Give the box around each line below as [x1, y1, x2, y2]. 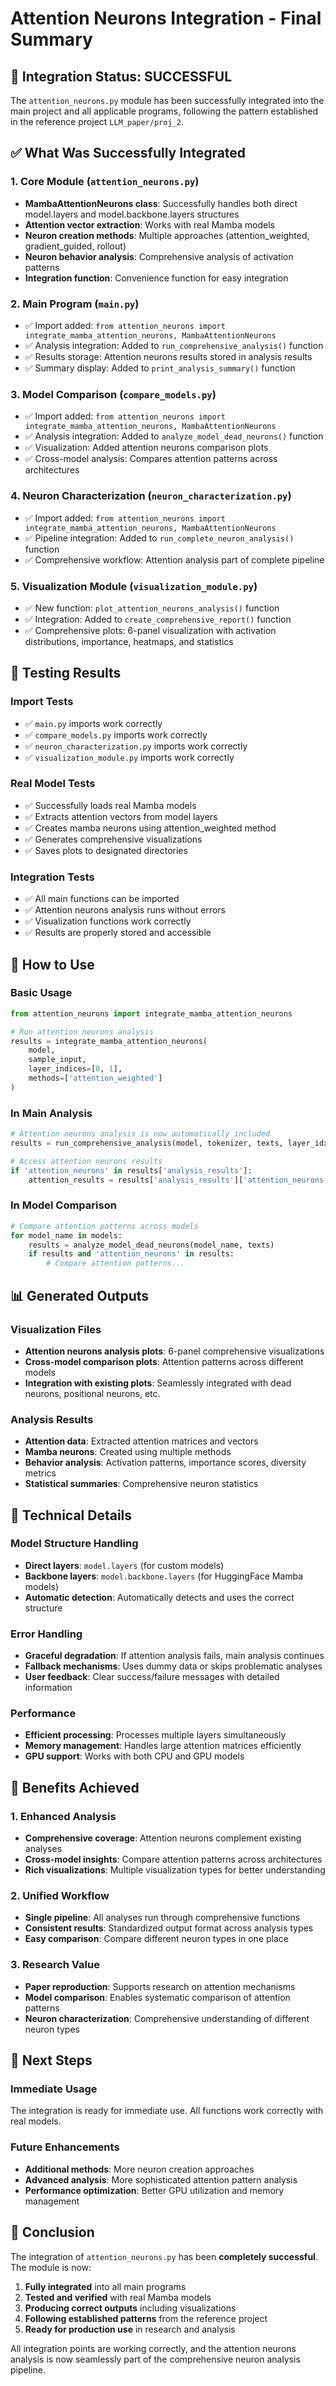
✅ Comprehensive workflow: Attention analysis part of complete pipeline [24, 553, 325, 566]
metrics [24, 1467, 57, 1479]
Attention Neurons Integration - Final [10, 7, 322, 30]
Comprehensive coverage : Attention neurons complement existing [24, 1832, 302, 1844]
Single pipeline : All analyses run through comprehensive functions [24, 1912, 301, 1924]
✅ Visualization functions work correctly [24, 915, 192, 927]
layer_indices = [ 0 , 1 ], [28, 1064, 123, 1074]
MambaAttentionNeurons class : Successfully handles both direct [24, 197, 298, 209]
